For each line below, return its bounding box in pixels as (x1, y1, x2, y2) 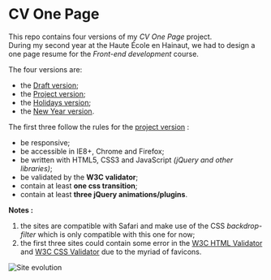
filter (19, 229, 37, 239)
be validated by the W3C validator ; (19, 172, 139, 182)
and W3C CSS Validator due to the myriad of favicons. (19, 247, 202, 256)
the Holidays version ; (19, 97, 92, 107)
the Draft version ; (19, 80, 79, 90)
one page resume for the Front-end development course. (8, 49, 199, 58)
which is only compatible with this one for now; (37, 229, 196, 239)
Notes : (8, 205, 34, 215)
